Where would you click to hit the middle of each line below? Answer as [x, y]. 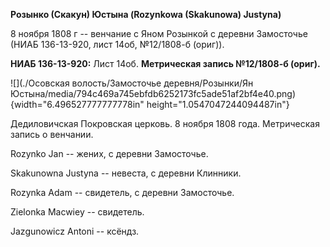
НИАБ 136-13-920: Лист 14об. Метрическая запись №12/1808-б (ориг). [165, 63]
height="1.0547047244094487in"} [218, 104]
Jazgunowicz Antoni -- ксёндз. [75, 231]
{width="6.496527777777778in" [77, 104]
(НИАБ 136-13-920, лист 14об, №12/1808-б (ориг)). [117, 44]
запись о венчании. [52, 134]
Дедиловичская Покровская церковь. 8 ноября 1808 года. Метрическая [165, 123]
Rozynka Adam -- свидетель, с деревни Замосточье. [122, 192]
